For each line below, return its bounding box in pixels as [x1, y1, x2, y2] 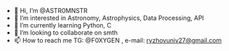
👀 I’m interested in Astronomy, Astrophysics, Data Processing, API [13, 14, 204, 22]
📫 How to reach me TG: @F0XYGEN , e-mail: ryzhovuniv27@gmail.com [13, 37, 222, 44]
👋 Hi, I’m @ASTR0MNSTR [13, 7, 88, 14]
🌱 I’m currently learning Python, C [13, 21, 112, 29]
